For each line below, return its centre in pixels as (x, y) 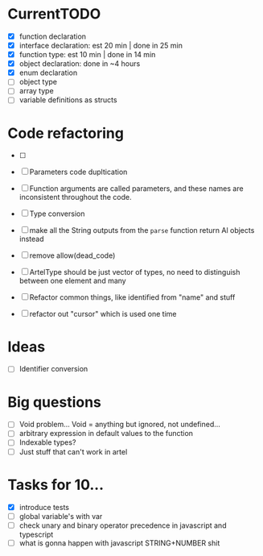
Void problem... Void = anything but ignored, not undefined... (119, 425)
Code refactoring (66, 133)
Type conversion (57, 214)
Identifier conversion (53, 369)
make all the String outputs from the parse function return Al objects (142, 230)
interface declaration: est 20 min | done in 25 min (101, 46)
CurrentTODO (54, 14)
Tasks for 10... (56, 485)
